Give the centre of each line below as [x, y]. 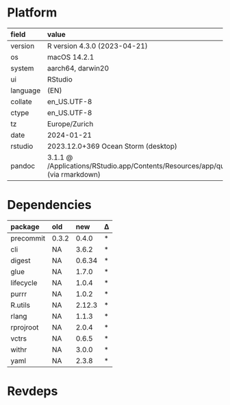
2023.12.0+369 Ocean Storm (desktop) [112, 146]
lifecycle [24, 282]
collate [21, 101]
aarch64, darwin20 [78, 68]
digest [21, 260]
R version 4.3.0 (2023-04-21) [98, 46]
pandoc [23, 166]
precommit [28, 238]
